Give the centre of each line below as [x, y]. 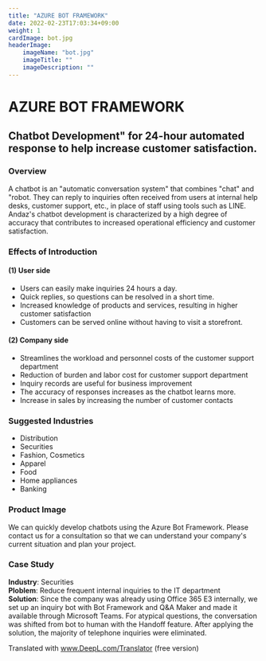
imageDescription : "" [58, 68]
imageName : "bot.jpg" [58, 53]
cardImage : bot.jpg [41, 38]
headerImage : [30, 45]
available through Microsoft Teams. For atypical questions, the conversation [133, 616]
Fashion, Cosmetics [52, 456]
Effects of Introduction [53, 252]
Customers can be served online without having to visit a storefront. [131, 322]
